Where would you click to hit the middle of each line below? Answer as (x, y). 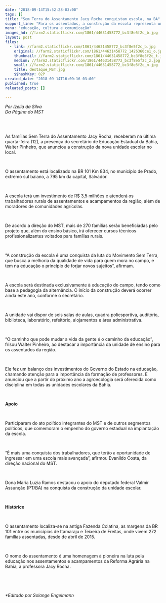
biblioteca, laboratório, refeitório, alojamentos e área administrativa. (74, 320)
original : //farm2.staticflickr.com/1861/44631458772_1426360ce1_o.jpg (89, 51)
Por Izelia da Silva (23, 107)
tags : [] (14, 14)
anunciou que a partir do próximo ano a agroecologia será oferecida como (81, 379)
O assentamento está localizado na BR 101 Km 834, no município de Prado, (81, 171)
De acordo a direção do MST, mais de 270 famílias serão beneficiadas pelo (82, 225)
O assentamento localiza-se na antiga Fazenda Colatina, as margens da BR (82, 526)
